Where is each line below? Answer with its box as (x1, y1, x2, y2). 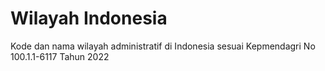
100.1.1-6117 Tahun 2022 (10, 50, 110, 62)
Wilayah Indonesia (10, 7, 168, 30)
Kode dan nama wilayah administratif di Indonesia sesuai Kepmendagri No (10, 40, 316, 52)
